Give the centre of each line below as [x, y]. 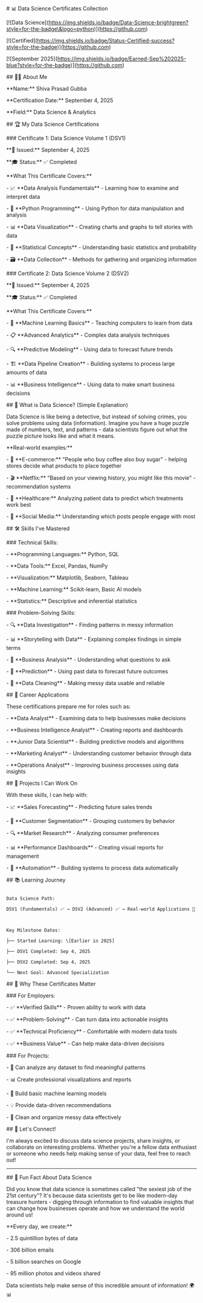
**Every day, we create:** [39, 1227]
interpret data [23, 197]
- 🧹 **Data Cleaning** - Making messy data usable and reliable [85, 683]
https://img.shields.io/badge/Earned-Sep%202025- [122, 59]
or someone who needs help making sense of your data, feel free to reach [98, 1153]
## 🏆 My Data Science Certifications [53, 124]
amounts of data [27, 372]
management [23, 856]
